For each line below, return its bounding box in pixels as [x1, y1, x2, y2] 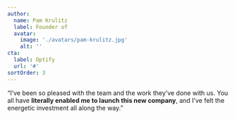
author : [7, 10, 30, 18]
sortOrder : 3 [7, 69, 46, 76]
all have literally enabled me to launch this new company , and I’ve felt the [7, 96, 224, 104]
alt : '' [20, 43, 42, 50]
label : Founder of [13, 23, 68, 30]
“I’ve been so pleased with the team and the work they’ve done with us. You [7, 89, 229, 97]
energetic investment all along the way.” [7, 104, 123, 112]
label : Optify [13, 56, 55, 63]
